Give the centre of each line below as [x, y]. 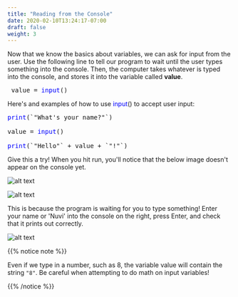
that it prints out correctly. [46, 224]
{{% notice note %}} [37, 251]
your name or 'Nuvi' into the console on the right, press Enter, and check [114, 216]
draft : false [27, 27]
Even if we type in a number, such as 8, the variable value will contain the [115, 265]
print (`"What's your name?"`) [60, 118]
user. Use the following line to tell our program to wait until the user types [115, 62]
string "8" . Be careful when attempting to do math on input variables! [109, 273]
